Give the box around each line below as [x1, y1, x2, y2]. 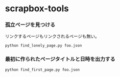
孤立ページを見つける [5, 22, 55, 28]
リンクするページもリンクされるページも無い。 [5, 33, 99, 39]
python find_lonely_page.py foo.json [5, 43, 82, 48]
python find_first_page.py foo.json [5, 67, 80, 72]
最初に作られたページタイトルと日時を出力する [5, 56, 116, 63]
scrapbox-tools [5, 3, 69, 14]
